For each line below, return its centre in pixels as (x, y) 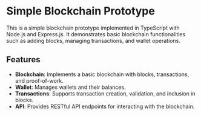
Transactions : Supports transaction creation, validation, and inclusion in (105, 93)
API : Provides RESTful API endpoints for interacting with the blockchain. (105, 106)
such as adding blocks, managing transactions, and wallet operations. (93, 40)
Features (23, 60)
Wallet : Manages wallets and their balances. (70, 87)
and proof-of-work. (39, 80)
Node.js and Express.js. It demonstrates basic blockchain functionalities (96, 34)
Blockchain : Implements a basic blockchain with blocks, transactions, (102, 74)
